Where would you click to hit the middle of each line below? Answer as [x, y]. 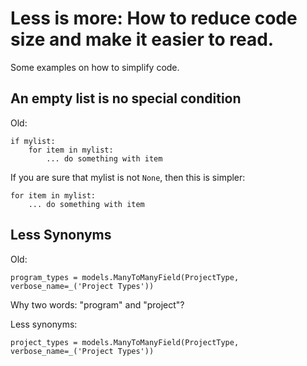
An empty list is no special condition [126, 98]
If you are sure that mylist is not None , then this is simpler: [128, 177]
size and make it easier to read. [142, 39]
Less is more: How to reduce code [154, 18]
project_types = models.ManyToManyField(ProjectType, [125, 342]
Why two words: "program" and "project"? [97, 304]
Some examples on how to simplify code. [95, 67]
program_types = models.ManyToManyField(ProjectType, [125, 277]
